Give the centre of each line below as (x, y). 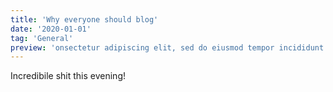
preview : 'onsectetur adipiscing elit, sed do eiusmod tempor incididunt (167, 47)
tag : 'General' (42, 38)
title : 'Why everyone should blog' (84, 19)
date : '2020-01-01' (51, 29)
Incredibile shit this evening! (68, 76)
